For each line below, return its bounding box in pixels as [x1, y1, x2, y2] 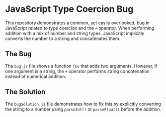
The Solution [5, 88, 46, 96]
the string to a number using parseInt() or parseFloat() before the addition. [5, 106, 162, 112]
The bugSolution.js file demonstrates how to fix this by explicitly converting [5, 101, 162, 107]
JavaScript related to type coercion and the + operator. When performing [5, 25, 155, 31]
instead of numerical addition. [5, 73, 66, 79]
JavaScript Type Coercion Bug [5, 3, 134, 15]
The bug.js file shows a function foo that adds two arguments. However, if [5, 63, 158, 69]
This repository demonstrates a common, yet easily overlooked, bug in [5, 20, 150, 26]
